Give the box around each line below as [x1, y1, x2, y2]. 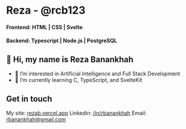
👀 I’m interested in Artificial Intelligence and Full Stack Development [14, 70, 180, 77]
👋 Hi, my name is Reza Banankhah [6, 54, 134, 64]
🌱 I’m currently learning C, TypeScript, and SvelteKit [14, 77, 143, 84]
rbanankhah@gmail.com [6, 116, 67, 122]
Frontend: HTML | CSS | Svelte [6, 23, 83, 30]
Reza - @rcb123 [6, 4, 86, 17]
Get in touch [6, 93, 52, 104]
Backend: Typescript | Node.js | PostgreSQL [6, 37, 118, 45]
